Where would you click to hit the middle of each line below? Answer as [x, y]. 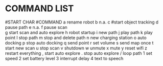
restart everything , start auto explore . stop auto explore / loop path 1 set [79, 53]
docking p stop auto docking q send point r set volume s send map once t [79, 43]
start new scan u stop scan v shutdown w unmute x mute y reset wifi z [76, 48]
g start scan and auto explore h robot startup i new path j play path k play [79, 32]
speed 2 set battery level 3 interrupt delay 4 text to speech [64, 58]
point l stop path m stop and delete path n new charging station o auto [76, 38]
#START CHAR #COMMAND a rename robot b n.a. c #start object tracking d [82, 22]
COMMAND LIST [40, 9]
